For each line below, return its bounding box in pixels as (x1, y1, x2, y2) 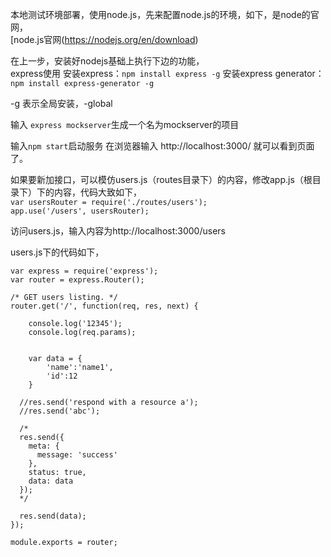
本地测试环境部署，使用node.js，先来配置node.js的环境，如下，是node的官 (10, 9, 320, 20)
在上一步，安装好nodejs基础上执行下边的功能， (10, 55, 205, 67)
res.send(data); (19, 511, 87, 521)
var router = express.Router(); (10, 275, 145, 285)
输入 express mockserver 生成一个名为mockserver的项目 (10, 119, 240, 130)
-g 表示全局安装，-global (10, 98, 113, 109)
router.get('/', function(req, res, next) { (10, 301, 199, 311)
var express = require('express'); (10, 266, 159, 276)
